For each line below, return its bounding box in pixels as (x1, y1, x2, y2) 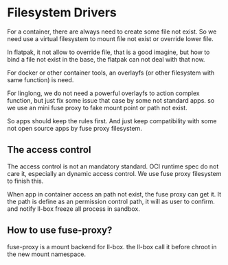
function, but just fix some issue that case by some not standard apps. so (7, 96, 215, 104)
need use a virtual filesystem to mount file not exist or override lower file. (7, 34, 214, 42)
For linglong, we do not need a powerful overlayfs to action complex (7, 89, 201, 97)
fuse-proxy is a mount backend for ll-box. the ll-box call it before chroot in (7, 242, 217, 251)
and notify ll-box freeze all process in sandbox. (7, 204, 141, 213)
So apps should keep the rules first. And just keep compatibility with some (7, 116, 217, 125)
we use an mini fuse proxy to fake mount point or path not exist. (7, 103, 187, 112)
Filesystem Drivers (7, 5, 117, 21)
